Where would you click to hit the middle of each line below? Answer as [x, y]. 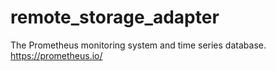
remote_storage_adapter [115, 17]
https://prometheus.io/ [56, 55]
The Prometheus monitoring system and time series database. [138, 45]
